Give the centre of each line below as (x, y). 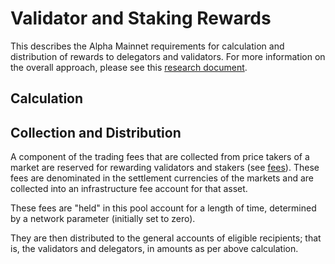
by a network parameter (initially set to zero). (103, 219)
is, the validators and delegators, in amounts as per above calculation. (154, 249)
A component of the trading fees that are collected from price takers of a (160, 157)
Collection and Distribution (96, 132)
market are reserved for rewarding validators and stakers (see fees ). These (165, 168)
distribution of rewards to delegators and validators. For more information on (168, 56)
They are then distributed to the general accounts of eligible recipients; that (166, 238)
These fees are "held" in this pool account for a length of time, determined (163, 208)
